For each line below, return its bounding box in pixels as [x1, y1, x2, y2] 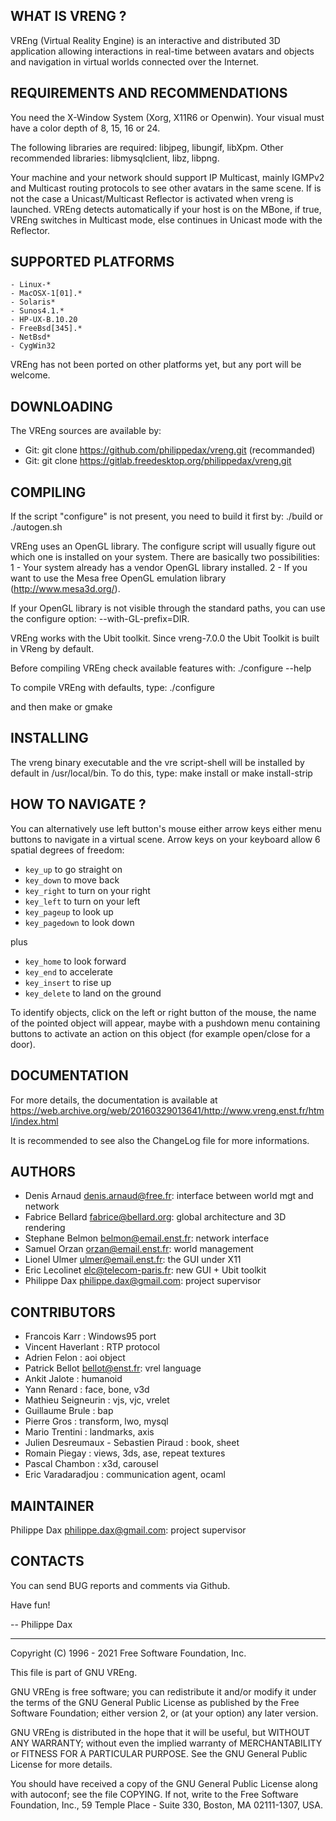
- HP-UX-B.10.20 [10, 315, 78, 325]
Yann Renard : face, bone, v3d [24, 1384, 150, 1396]
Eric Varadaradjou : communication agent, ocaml [24, 1469, 226, 1481]
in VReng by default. [10, 643, 95, 655]
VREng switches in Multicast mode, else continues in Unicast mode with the [10, 214, 323, 226]
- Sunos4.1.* [10, 306, 65, 316]
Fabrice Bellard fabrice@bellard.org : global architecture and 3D [24, 1211, 287, 1223]
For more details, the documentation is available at [10, 1094, 218, 1106]
